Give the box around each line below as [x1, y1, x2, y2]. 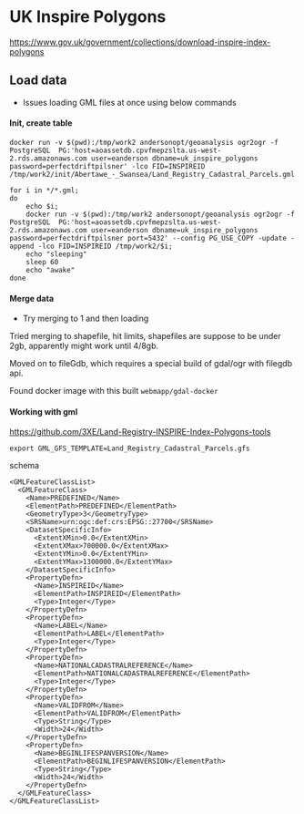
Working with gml [9, 406, 78, 417]
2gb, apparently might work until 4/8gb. [9, 340, 159, 352]
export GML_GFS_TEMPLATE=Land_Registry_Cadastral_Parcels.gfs [9, 444, 250, 453]
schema [9, 460, 39, 471]
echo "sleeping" [25, 249, 88, 259]
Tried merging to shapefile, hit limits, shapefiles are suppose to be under [9, 331, 281, 342]
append [9, 242, 35, 251]
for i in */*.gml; [9, 185, 79, 195]
